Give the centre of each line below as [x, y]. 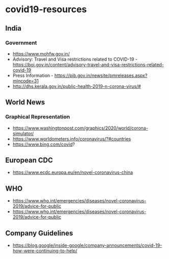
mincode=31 [26, 81]
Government [21, 43]
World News [25, 102]
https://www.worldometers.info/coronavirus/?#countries [72, 139]
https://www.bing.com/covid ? [44, 144]
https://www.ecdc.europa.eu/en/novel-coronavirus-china [73, 172]
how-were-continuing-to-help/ [45, 251]
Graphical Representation [38, 117]
